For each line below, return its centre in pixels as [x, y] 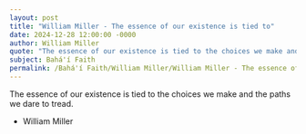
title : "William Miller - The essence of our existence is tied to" [142, 26]
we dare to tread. [42, 103]
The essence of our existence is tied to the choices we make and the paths [150, 94]
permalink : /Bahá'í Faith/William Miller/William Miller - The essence [148, 69]
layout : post [34, 18]
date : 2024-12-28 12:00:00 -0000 [73, 34]
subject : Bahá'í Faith [52, 60]
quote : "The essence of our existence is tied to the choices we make [146, 52]
